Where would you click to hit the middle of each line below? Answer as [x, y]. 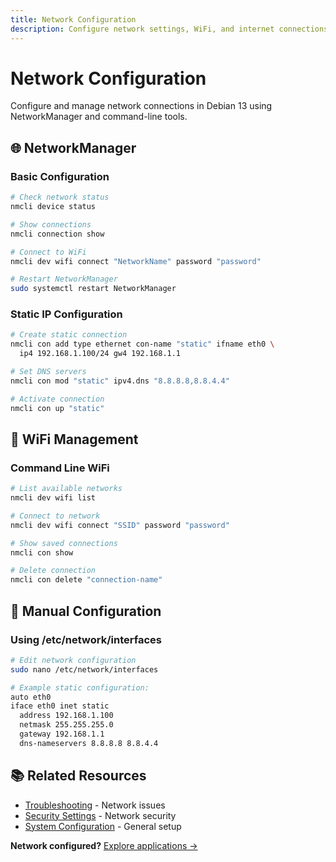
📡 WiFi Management [74, 439]
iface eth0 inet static [60, 706]
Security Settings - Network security [100, 815]
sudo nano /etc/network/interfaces [84, 669]
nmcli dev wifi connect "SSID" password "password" [120, 525]
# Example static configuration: [80, 687]
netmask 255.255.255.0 [66, 725]
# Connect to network [55, 516]
